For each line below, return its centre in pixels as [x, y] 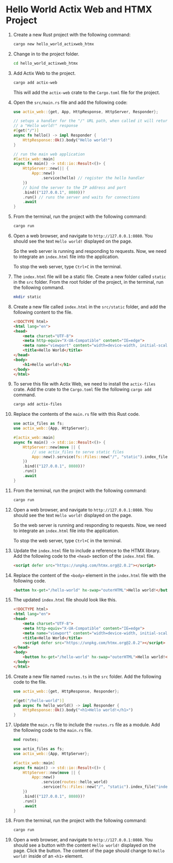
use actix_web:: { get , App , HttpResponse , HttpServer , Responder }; [86, 112]
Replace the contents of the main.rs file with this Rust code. [76, 414]
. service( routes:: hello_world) [74, 782]
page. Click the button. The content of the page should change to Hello [89, 851]
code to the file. [30, 682]
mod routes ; [26, 740]
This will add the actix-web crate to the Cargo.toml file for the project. [87, 92]
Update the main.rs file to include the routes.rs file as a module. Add [86, 725]
